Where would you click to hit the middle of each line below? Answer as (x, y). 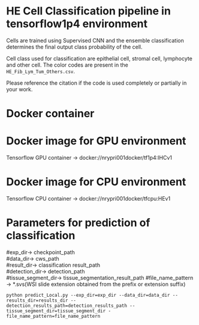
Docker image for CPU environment (96, 182)
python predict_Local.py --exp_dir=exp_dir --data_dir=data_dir (88, 295)
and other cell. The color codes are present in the (67, 65)
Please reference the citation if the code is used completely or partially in (97, 83)
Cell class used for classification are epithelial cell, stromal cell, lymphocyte (99, 58)
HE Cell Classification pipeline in (88, 11)
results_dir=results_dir (37, 300)
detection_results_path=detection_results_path (67, 305)
